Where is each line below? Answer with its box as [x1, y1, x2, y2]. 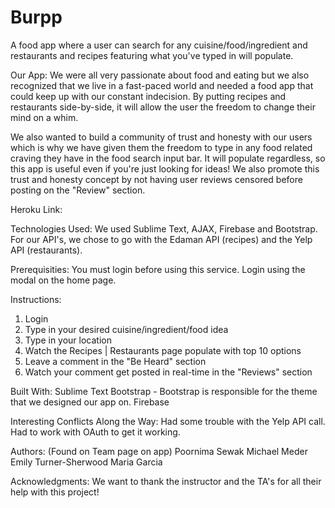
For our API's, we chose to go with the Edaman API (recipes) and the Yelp [10, 233, 313, 245]
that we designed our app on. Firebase [10, 396, 170, 408]
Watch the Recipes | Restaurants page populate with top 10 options [24, 344, 302, 356]
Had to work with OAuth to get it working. [10, 426, 181, 438]
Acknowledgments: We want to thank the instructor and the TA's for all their [10, 475, 322, 487]
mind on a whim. [10, 111, 79, 123]
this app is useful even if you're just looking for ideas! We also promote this [10, 162, 320, 175]
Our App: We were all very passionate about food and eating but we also [10, 69, 310, 81]
